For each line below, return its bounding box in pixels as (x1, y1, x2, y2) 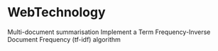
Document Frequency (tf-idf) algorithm (7, 35, 121, 43)
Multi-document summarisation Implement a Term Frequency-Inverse (7, 28, 211, 36)
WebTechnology (7, 4, 106, 21)
